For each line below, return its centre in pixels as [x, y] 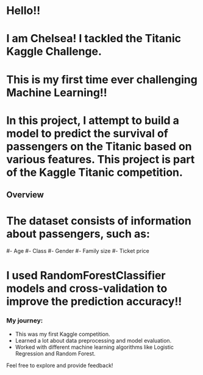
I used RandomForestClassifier [86, 276]
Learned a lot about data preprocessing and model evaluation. [93, 340]
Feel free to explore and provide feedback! [60, 365]
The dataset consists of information [99, 221]
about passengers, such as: [78, 234]
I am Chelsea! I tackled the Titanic [94, 39]
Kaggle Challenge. [54, 52]
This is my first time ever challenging [102, 79]
